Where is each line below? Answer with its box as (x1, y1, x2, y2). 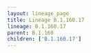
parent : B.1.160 (7, 29, 54, 36)
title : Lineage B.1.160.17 (7, 17, 85, 23)
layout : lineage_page (7, 10, 70, 17)
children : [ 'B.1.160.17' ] (7, 36, 81, 43)
